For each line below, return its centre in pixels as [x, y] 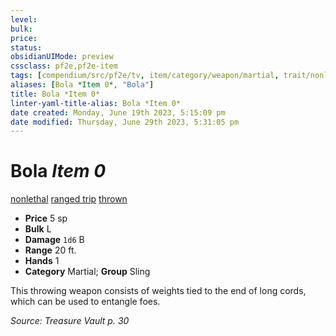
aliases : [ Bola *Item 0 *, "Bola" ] [82, 85]
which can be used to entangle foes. [85, 302]
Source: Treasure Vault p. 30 [70, 321]
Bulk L [38, 229]
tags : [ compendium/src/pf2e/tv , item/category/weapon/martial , [145, 76]
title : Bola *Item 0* [55, 94]
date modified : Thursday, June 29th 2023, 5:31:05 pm [125, 122]
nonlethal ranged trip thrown [69, 199]
